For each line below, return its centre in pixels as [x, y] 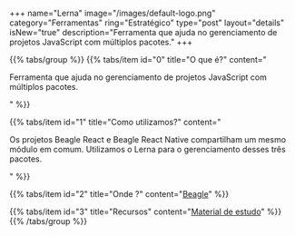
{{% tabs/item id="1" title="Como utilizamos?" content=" [115, 122]
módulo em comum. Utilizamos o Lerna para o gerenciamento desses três [147, 149]
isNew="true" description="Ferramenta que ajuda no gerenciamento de [143, 32]
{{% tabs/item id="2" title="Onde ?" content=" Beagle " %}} [119, 194]
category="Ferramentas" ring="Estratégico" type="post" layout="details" [147, 23]
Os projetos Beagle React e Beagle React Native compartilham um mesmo [148, 139]
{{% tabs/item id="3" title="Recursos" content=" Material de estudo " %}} [146, 211]
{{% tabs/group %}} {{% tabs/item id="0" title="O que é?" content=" [138, 59]
